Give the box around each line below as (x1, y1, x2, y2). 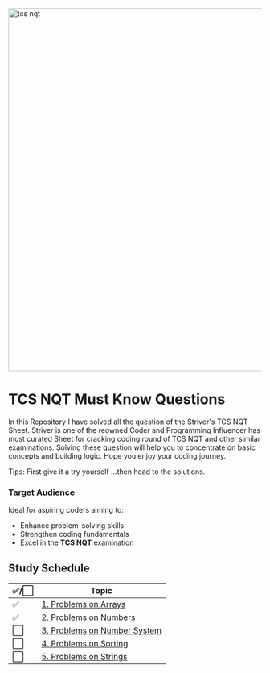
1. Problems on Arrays (41, 599, 126, 610)
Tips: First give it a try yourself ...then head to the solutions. (8, 467, 206, 476)
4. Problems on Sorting (41, 638, 129, 650)
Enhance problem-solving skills (19, 521, 125, 530)
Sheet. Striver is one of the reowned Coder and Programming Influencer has (8, 425, 261, 434)
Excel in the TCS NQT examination (19, 538, 134, 547)
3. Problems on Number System (41, 625, 162, 636)
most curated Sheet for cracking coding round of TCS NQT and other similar (8, 434, 261, 443)
